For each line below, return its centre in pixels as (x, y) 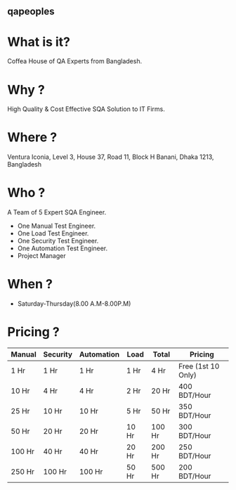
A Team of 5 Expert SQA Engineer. (57, 212)
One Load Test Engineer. (53, 233)
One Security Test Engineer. (58, 241)
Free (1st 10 (199, 366)
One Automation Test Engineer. (63, 248)
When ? (30, 284)
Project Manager (41, 256)
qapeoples (31, 12)
